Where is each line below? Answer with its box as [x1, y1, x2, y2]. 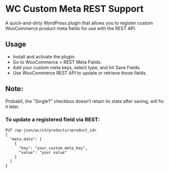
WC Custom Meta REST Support [5, 3, 144, 15]
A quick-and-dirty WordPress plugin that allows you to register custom [5, 20, 153, 26]
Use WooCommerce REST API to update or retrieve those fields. [12, 70, 147, 76]
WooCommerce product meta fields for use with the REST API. [5, 25, 136, 31]
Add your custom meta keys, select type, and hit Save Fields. [12, 64, 141, 70]
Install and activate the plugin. [12, 53, 76, 60]
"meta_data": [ [10, 136, 42, 141]
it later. [5, 103, 20, 109]
